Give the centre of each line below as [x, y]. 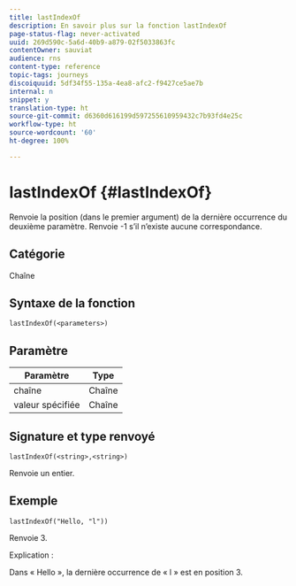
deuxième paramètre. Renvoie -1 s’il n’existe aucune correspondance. [136, 226]
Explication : [32, 555]
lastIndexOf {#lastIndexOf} [110, 192]
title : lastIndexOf [45, 17]
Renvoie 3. [28, 537]
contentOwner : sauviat [51, 50]
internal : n [31, 91]
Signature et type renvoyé [82, 436]
